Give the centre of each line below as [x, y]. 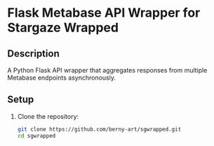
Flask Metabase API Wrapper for [104, 13]
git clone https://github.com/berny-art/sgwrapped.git [99, 129]
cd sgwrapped [36, 136]
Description [33, 53]
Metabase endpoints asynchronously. [61, 78]
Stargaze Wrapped [63, 28]
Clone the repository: [48, 116]
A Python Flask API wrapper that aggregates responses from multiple [107, 70]
